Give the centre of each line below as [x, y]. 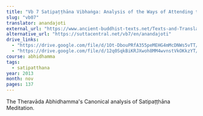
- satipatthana [31, 68]
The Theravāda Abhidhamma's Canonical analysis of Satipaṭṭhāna [88, 102]
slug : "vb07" [23, 17]
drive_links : [23, 40]
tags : [13, 62]
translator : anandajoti [36, 23]
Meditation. [20, 108]
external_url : [24, 29]
